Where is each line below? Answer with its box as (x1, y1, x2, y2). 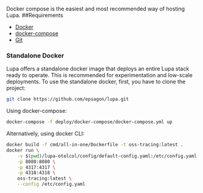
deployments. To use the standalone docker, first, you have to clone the (6, 78, 186, 86)
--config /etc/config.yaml (17, 181, 86, 188)
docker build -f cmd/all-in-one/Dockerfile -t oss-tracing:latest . (6, 142, 184, 148)
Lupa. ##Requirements (6, 12, 64, 19)
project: (6, 84, 26, 92)
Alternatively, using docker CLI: (6, 130, 85, 137)
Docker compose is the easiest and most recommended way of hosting (6, 5, 185, 12)
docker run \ (6, 147, 40, 154)
